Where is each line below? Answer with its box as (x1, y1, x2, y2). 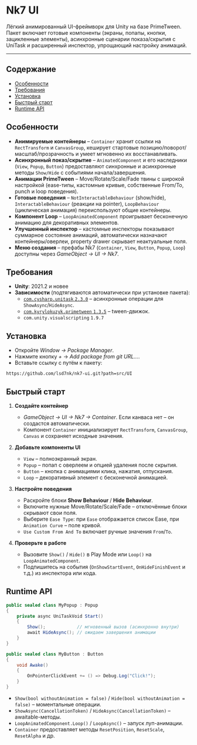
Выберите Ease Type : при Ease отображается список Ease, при (23, 515, 179, 523)
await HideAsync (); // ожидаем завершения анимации (27, 630, 157, 636)
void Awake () (16, 662, 49, 668)
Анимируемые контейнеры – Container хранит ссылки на (14, 138, 161, 145)
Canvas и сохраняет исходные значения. (23, 433, 124, 439)
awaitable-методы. (14, 713, 62, 720)
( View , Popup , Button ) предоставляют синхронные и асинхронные (14, 162, 176, 169)
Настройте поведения (14, 485, 72, 492)
